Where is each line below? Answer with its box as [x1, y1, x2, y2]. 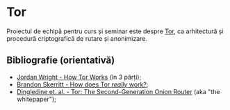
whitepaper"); [16, 95, 56, 103]
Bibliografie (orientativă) [6, 55, 115, 66]
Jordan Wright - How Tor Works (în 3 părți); [16, 73, 142, 81]
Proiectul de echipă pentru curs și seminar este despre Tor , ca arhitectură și [6, 27, 224, 35]
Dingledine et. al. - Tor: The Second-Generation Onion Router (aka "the [16, 87, 220, 95]
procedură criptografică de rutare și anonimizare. [6, 34, 147, 42]
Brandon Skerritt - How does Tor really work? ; [16, 80, 149, 89]
